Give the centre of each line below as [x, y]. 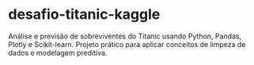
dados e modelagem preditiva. [58, 52]
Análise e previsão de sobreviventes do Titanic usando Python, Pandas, [125, 36]
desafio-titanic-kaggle [84, 14]
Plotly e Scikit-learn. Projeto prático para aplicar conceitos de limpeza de [127, 44]
